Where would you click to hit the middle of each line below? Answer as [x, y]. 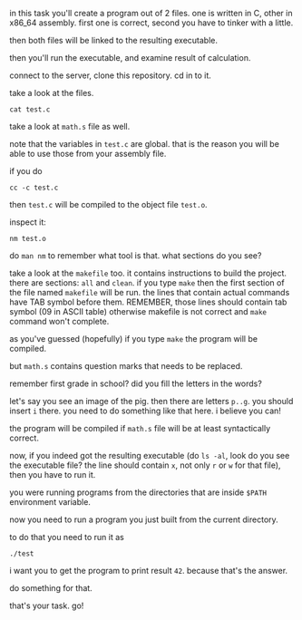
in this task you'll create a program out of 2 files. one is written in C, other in [151, 13]
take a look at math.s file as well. [70, 126]
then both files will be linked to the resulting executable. [114, 40]
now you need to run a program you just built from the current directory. [144, 519]
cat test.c [30, 110]
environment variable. [50, 502]
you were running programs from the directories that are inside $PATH [138, 492]
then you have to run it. [53, 475]
